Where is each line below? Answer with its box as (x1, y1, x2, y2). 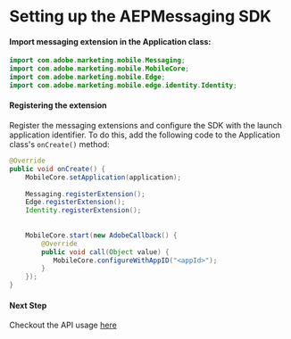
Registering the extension (9, 100, 107, 111)
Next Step (9, 300, 47, 310)
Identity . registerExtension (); (25, 206, 142, 215)
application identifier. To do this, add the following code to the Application (9, 129, 281, 140)
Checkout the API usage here (9, 319, 118, 331)
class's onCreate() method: (9, 139, 110, 150)
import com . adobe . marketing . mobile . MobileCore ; (9, 64, 190, 73)
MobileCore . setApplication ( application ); (25, 172, 181, 182)
